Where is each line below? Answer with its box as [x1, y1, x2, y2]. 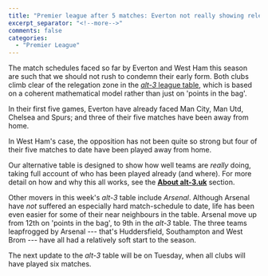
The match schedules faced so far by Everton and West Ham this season [8, 63, 248, 73]
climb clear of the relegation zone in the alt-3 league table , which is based [8, 81, 253, 90]
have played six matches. [8, 259, 92, 269]
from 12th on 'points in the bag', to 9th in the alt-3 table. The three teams [8, 219, 247, 228]
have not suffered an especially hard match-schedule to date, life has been [8, 201, 255, 211]
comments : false [8, 26, 62, 34]
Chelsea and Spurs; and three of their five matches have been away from [8, 112, 249, 122]
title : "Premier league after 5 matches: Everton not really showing [8, 11, 245, 20]
